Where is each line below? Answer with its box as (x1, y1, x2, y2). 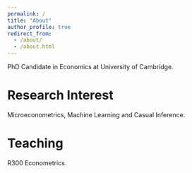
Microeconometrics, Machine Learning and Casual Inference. (7, 110, 186, 119)
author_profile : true (7, 23, 71, 30)
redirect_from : (7, 30, 52, 37)
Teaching (7, 136, 64, 152)
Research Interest (7, 88, 114, 103)
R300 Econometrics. (7, 158, 67, 167)
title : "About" (7, 17, 52, 24)
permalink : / (7, 10, 46, 18)
